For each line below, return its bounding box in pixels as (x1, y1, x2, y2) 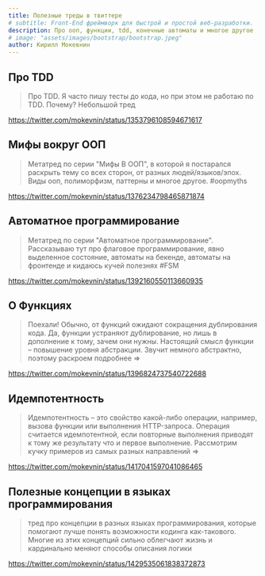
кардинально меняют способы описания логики (27, 544, 193, 553)
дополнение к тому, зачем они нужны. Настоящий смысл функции (27, 337, 254, 346)
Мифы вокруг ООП (8, 138, 106, 151)
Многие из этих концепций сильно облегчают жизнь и (27, 536, 213, 544)
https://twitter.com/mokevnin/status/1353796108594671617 (8, 115, 202, 124)
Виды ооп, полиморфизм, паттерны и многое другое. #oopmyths (27, 176, 248, 185)
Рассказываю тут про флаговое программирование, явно (27, 243, 225, 254)
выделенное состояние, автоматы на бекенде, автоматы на (27, 252, 232, 261)
